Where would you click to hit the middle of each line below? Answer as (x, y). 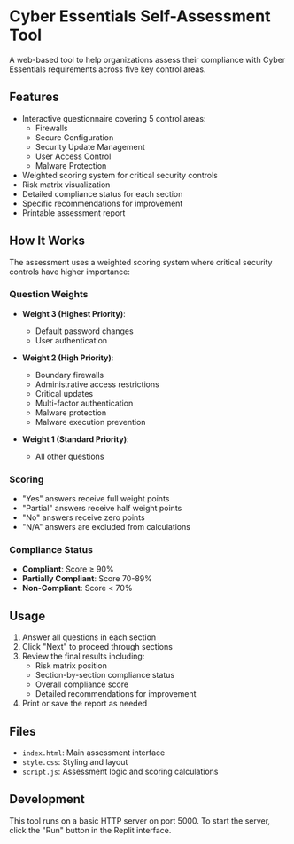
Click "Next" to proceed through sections (97, 647)
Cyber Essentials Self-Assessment (140, 16)
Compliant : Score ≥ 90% (68, 569)
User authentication (71, 340)
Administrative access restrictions (97, 384)
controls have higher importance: (70, 272)
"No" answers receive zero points (83, 517)
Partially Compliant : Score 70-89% (87, 579)
